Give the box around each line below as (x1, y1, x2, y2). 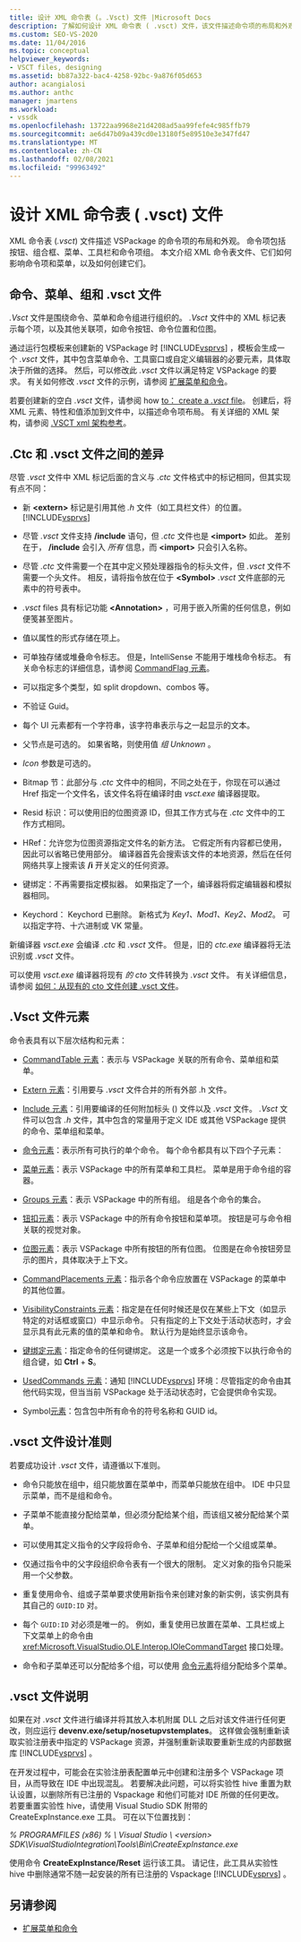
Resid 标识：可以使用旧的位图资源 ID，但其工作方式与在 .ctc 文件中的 (21, 807, 278, 818)
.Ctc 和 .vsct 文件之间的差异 (9, 446, 164, 461)
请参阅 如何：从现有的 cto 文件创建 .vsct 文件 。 (9, 980, 184, 991)
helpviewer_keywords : (9, 55, 90, 64)
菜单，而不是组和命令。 (30, 1490, 117, 1500)
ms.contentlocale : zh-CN (9, 146, 102, 155)
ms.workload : (9, 105, 58, 114)
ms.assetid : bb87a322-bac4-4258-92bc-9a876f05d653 (9, 72, 202, 81)
